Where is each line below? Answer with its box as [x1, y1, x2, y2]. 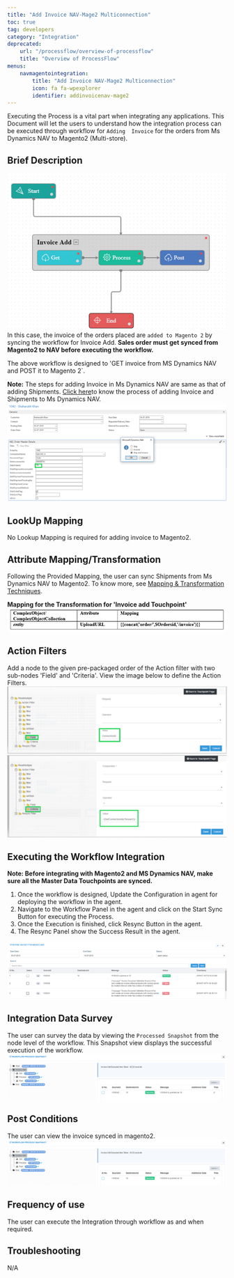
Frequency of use [7, 1199, 85, 1211]
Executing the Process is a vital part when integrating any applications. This [7, 112, 224, 120]
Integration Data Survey [7, 1013, 114, 1024]
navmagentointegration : [19, 70, 89, 77]
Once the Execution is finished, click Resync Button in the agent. [17, 920, 203, 928]
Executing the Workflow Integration [7, 850, 165, 863]
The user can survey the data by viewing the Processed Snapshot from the [7, 1031, 219, 1039]
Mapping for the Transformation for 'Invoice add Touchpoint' [7, 600, 187, 609]
